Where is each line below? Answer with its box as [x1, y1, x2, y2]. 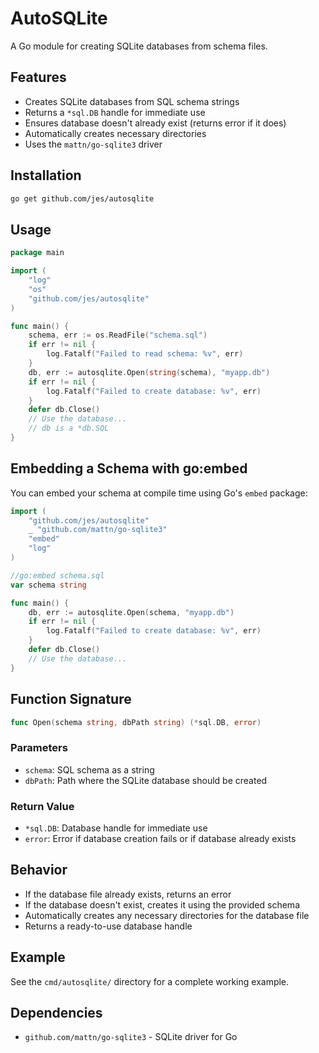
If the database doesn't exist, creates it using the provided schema [24, 898, 300, 911]
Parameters [10, 741, 68, 755]
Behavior [10, 862, 68, 879]
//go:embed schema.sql [10, 570, 105, 581]
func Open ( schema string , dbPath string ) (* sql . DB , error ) [10, 717, 262, 727]
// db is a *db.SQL [28, 423, 110, 434]
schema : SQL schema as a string [24, 763, 155, 776]
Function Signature [10, 691, 132, 708]
